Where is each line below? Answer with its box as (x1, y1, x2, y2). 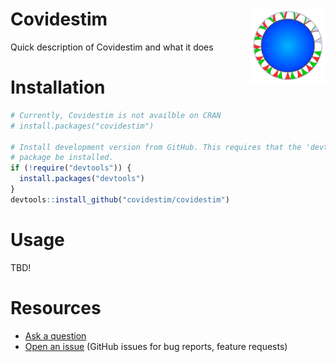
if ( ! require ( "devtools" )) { (10, 163, 132, 173)
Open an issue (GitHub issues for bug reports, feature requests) (24, 340, 288, 352)
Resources (10, 296, 102, 319)
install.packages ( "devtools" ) (19, 174, 145, 184)
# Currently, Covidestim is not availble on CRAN (10, 110, 222, 120)
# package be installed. (10, 153, 114, 163)
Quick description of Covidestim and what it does (10, 41, 214, 53)
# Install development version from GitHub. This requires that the (10, 142, 302, 152)
